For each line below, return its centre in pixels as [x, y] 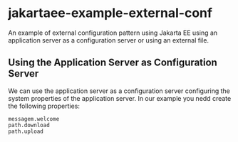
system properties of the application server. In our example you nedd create [120, 98]
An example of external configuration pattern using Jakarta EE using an [113, 33]
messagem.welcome [34, 119]
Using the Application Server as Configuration [113, 63]
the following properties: [44, 106]
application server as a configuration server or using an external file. [109, 40]
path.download [29, 125]
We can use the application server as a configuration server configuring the [119, 91]
